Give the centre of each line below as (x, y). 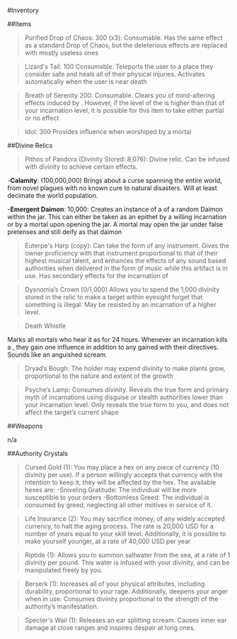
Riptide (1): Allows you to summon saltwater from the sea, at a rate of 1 (127, 555)
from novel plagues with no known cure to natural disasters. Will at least (112, 188)
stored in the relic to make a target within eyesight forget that (114, 297)
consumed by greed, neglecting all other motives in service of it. (118, 505)
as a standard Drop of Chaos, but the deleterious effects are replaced (126, 45)
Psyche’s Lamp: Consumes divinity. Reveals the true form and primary (127, 390)
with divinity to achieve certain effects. (81, 167)
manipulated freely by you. (64, 570)
